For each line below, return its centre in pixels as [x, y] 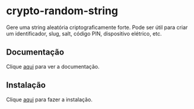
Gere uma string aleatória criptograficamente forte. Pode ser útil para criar [97, 27]
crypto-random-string [62, 11]
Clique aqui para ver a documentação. [53, 66]
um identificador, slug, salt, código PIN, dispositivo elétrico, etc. [84, 33]
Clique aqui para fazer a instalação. [50, 100]
